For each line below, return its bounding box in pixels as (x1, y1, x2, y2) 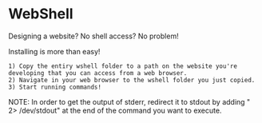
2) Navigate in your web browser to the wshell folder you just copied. (8, 76, 256, 84)
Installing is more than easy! (8, 46, 101, 56)
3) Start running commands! (8, 83, 102, 91)
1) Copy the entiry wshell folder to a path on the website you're (8, 61, 238, 70)
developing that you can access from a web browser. (8, 69, 188, 77)
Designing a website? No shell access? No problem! (8, 31, 179, 41)
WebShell (8, 5, 73, 23)
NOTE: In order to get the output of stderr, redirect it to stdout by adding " (8, 97, 251, 106)
